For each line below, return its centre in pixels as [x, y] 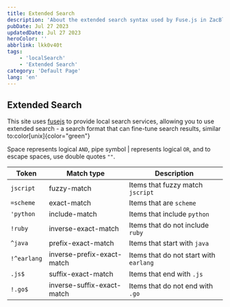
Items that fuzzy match [166, 185]
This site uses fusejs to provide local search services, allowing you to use [111, 121]
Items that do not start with [172, 256]
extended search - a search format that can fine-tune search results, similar [114, 129]
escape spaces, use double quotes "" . [61, 157]
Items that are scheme [163, 203]
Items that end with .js [166, 274]
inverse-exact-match [84, 229]
